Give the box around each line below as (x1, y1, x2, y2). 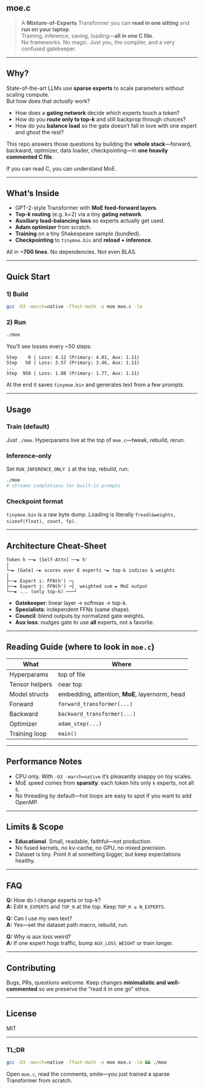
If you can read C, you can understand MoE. (6, 165, 117, 172)
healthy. (15, 857, 35, 864)
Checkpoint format (6, 497, 64, 505)
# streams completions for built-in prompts (6, 483, 121, 489)
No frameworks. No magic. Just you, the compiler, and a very (21, 38, 175, 46)
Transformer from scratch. (6, 1077, 73, 1084)
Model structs (9, 690, 49, 698)
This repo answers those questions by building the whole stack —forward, (6, 140, 192, 148)
